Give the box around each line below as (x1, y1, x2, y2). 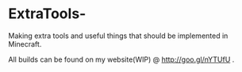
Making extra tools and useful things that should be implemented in (8, 31, 229, 40)
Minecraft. (8, 39, 42, 48)
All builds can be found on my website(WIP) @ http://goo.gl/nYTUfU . (8, 55, 235, 64)
